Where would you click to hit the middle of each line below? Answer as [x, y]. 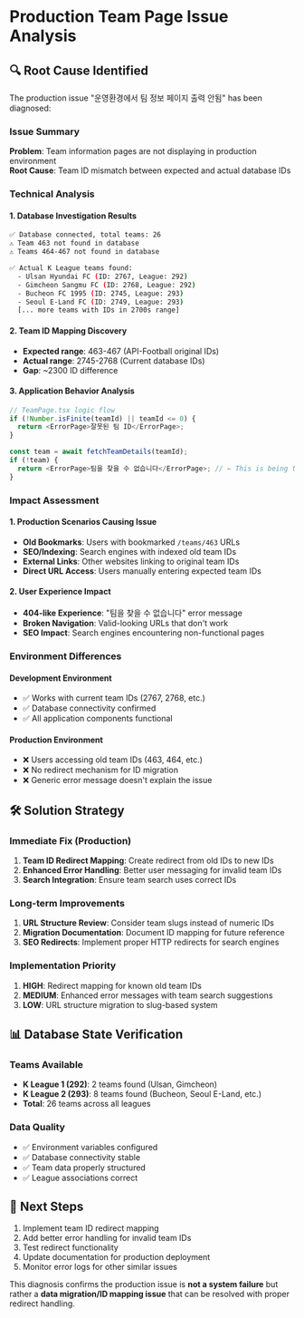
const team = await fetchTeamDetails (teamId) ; [99, 452]
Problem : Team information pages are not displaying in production [133, 151]
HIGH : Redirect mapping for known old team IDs [112, 985]
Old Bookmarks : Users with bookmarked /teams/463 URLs [131, 542]
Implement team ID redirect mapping [91, 1228]
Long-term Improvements [67, 903]
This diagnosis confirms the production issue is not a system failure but [144, 1284]
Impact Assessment [54, 500]
